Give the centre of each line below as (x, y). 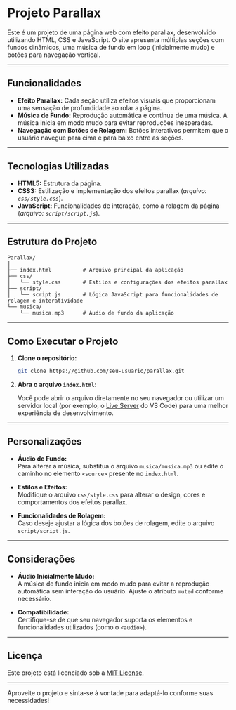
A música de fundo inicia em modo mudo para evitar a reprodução (113, 584)
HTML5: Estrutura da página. (59, 183)
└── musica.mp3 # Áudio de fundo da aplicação (97, 313)
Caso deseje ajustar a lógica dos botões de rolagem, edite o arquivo (116, 523)
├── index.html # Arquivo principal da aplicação (96, 270)
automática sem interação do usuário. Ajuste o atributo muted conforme (120, 591)
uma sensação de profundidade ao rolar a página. (90, 107)
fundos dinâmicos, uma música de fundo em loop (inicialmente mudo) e (111, 47)
